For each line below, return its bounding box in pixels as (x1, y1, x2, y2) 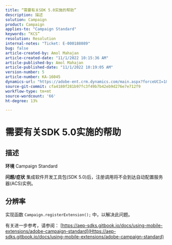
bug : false (5, 46, 29, 51)
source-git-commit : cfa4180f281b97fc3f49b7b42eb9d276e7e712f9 (5, 84, 141, 89)
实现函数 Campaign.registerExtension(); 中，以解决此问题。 (5, 212, 133, 218)
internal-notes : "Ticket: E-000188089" (5, 41, 91, 46)
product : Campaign (5, 22, 45, 27)
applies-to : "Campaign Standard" (5, 27, 77, 32)
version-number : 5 (5, 70, 45, 75)
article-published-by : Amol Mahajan (5, 60, 83, 65)
